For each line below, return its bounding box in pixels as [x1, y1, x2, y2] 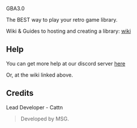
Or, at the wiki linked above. [6, 71, 73, 78]
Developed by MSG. [20, 115, 69, 122]
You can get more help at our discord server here [6, 60, 125, 67]
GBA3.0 [6, 5, 25, 12]
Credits [6, 88, 34, 98]
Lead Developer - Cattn [6, 103, 63, 110]
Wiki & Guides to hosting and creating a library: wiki [6, 27, 131, 34]
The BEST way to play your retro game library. [6, 16, 118, 23]
